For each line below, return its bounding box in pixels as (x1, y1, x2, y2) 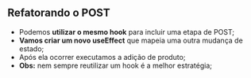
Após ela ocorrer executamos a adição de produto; (18, 52, 186, 61)
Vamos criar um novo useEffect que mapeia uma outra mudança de (18, 35, 243, 45)
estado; (18, 43, 44, 54)
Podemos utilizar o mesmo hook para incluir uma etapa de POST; (18, 27, 235, 36)
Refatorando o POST (7, 6, 110, 20)
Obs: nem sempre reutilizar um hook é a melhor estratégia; (18, 61, 212, 70)
